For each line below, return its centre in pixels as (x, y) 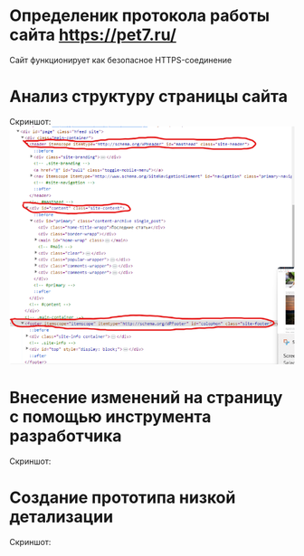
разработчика (66, 436)
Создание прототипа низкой (123, 498)
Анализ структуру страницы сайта (148, 97)
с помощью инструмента (110, 417)
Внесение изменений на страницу (146, 398)
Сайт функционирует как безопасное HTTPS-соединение (121, 60)
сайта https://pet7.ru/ (93, 35)
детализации (62, 517)
